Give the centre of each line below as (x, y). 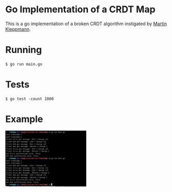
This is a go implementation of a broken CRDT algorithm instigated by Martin (86, 24)
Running (24, 50)
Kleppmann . (18, 29)
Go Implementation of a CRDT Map (80, 9)
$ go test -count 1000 (30, 99)
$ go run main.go (24, 64)
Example (24, 119)
